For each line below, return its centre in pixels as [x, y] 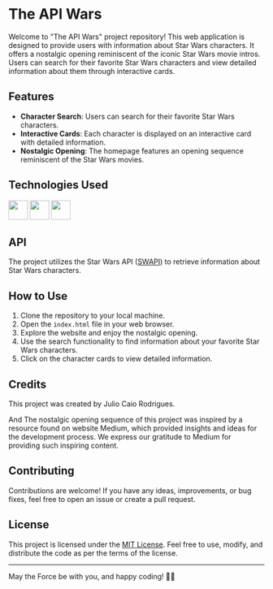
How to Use [38, 296]
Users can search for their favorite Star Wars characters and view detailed [133, 63]
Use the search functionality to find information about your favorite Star [140, 341]
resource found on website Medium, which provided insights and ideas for [133, 428]
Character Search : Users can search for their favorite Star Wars [128, 116]
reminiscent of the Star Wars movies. [82, 159]
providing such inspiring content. [64, 445]
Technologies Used [58, 185]
